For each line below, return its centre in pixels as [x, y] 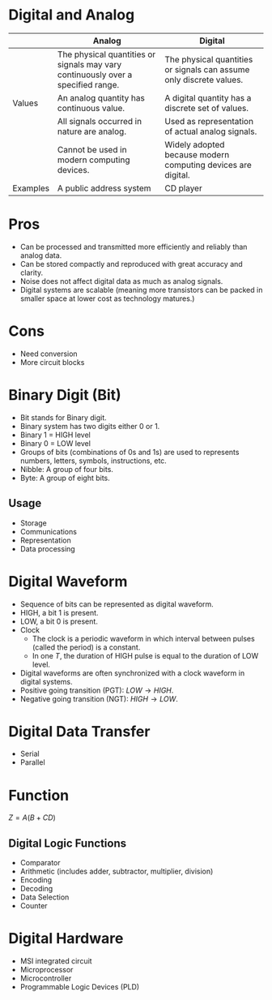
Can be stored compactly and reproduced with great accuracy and [131, 264]
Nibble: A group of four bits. [66, 469]
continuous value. [91, 108]
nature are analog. [92, 131]
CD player [183, 188]
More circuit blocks [52, 362]
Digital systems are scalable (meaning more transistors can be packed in [141, 290]
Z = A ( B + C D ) [32, 818]
